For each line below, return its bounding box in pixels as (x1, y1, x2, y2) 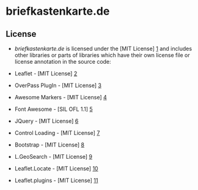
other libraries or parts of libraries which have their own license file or (14, 51, 190, 59)
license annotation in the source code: (14, 58, 111, 65)
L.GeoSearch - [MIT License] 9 (14, 153, 93, 160)
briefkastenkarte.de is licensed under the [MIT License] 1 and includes (14, 45, 193, 52)
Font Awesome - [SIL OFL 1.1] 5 (14, 105, 93, 113)
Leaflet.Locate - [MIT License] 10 (14, 165, 98, 172)
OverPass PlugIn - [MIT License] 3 (14, 82, 102, 89)
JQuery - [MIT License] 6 (14, 118, 79, 124)
